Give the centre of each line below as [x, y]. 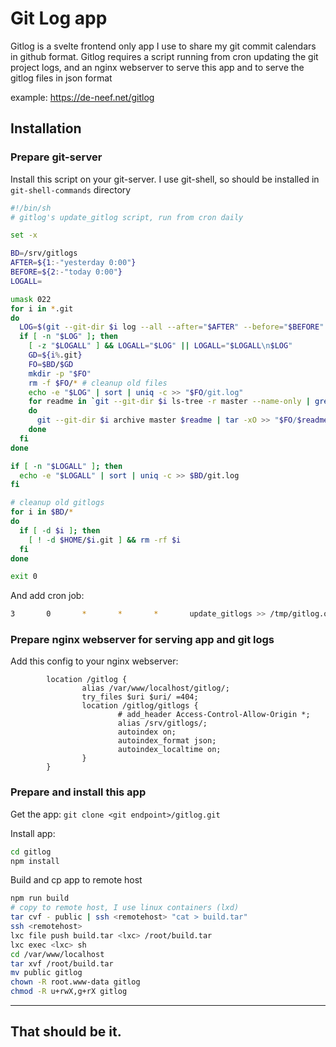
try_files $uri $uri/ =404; [140, 697]
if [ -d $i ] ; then [60, 530]
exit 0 [24, 577]
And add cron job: [47, 596]
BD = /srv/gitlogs [44, 253]
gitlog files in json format [61, 78]
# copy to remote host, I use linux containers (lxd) [125, 908]
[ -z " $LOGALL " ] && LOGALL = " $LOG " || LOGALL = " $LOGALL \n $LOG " [160, 346]
